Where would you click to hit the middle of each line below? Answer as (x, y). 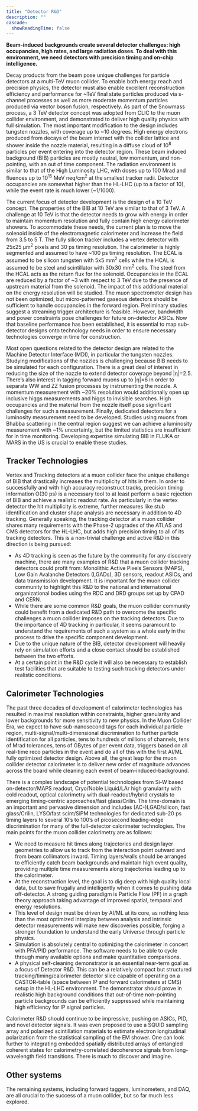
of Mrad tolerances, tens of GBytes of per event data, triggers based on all (97, 746)
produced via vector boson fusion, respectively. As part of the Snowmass (95, 106)
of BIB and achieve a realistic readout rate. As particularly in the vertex (92, 500)
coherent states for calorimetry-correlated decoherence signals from (90, 1050)
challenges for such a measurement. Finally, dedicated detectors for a (91, 411)
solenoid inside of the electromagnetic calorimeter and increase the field (95, 233)
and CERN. (28, 600)
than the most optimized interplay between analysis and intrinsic (93, 919)
